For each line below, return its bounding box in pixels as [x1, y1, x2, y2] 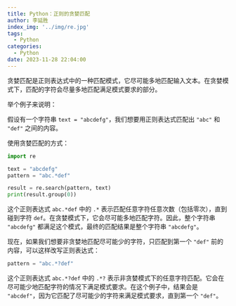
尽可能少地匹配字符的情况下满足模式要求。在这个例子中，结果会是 [7, 283, 198, 291]
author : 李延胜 [7, 17, 48, 24]
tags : [7, 30, 23, 37]
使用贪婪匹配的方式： [7, 139, 69, 147]
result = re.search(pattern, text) [7, 184, 112, 192]
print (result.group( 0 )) [7, 191, 77, 198]
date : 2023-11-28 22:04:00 [7, 56, 86, 63]
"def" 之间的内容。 [7, 124, 62, 132]
